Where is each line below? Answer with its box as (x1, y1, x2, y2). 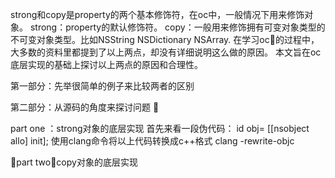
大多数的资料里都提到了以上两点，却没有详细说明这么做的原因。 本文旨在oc (10, 46, 322, 58)
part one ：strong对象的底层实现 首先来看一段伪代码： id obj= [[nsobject (10, 123, 310, 134)
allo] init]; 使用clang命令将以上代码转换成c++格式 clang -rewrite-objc (10, 135, 295, 147)
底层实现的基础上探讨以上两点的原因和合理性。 (10, 59, 203, 70)
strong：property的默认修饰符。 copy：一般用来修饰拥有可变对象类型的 (29, 21, 326, 33)
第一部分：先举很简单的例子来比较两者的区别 (10, 80, 195, 92)
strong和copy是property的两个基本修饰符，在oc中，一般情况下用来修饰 (10, 9, 305, 20)
